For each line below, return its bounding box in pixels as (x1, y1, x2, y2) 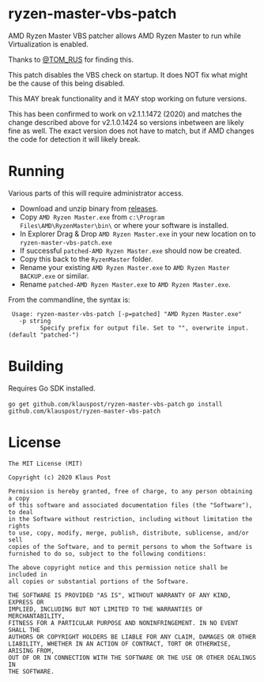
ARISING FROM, (8, 646, 55, 654)
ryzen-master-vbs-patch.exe (19, 238, 112, 246)
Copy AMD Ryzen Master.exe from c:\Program (19, 211, 165, 222)
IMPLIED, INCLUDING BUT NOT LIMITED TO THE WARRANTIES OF (8, 605, 203, 613)
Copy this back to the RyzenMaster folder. (19, 254, 153, 264)
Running (8, 162, 65, 181)
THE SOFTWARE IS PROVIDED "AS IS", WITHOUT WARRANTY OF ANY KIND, (8, 591, 232, 599)
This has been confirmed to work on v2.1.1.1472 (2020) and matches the (8, 109, 243, 119)
